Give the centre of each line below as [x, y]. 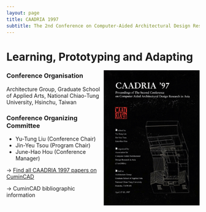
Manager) [28, 158]
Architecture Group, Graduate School [53, 89]
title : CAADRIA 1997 [33, 19]
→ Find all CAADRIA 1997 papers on [51, 170]
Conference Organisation [45, 76]
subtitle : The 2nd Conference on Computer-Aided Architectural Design [98, 26]
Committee [23, 125]
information [21, 195]
